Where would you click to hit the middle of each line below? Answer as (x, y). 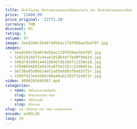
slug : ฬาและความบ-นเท (35, 95)
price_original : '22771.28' (35, 19)
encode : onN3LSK (22, 114)
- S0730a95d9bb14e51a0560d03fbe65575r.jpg (56, 72)
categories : (18, 85)
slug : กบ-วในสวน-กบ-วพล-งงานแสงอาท (39, 109)
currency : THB (20, 24)
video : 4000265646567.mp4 (33, 81)
